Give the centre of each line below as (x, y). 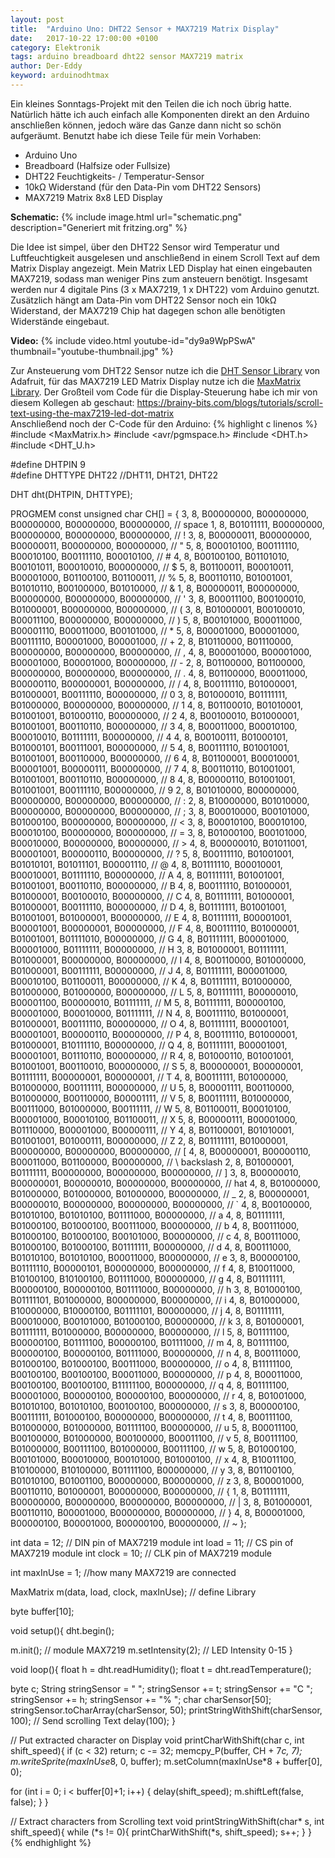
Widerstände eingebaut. (60, 321)
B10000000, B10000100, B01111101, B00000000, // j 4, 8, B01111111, (147, 1310)
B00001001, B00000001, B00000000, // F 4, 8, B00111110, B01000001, (155, 928)
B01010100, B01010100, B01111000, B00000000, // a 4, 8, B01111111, (147, 1215)
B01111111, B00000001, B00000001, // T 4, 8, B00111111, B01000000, (149, 1077)
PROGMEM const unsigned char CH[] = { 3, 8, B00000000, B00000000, (159, 513)
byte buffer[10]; (42, 1611)
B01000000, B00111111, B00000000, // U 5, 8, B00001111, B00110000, (152, 1087)
